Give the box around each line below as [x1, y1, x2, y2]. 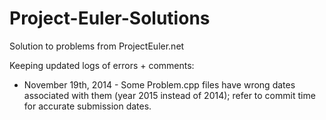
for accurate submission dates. [23, 100, 152, 112]
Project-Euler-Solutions [9, 7, 211, 30]
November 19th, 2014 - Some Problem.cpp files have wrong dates [23, 78, 296, 91]
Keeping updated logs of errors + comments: [9, 59, 195, 71]
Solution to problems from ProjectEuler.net [9, 40, 185, 52]
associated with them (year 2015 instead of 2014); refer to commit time [23, 89, 316, 101]
